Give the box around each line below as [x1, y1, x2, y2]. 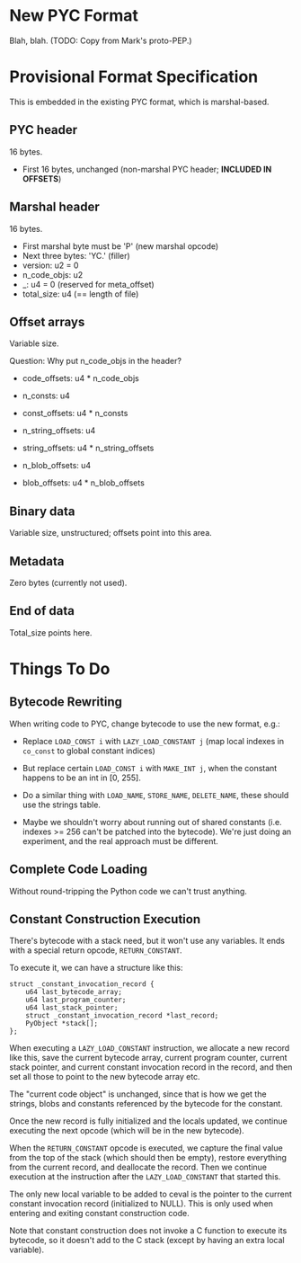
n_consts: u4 [22, 390, 70, 401]
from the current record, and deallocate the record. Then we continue [9, 1161, 268, 1173]
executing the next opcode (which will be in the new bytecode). [9, 1125, 244, 1136]
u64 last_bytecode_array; [25, 988, 123, 997]
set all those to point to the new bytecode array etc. [9, 1072, 200, 1082]
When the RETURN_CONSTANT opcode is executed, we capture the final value [9, 1143, 283, 1153]
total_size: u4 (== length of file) [22, 289, 139, 299]
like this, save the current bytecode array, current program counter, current [9, 1053, 288, 1063]
